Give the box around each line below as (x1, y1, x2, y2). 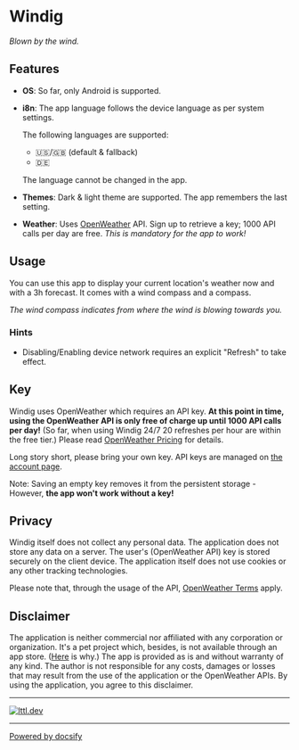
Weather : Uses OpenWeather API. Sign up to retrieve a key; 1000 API (21, 218, 276, 229)
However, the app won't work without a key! (9, 488, 174, 499)
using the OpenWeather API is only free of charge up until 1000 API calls (9, 415, 282, 425)
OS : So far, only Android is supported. (21, 85, 162, 95)
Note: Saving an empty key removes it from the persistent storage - (9, 478, 256, 489)
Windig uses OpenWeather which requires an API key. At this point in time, (9, 406, 285, 416)
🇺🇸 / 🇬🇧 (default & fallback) (35, 146, 138, 157)
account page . (9, 461, 62, 472)
